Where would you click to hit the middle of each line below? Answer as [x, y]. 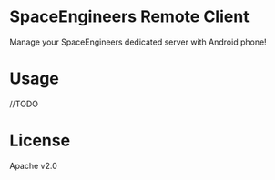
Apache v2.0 [33, 165]
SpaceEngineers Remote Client [129, 17]
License [40, 140]
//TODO [24, 104]
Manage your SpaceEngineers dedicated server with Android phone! [138, 42]
